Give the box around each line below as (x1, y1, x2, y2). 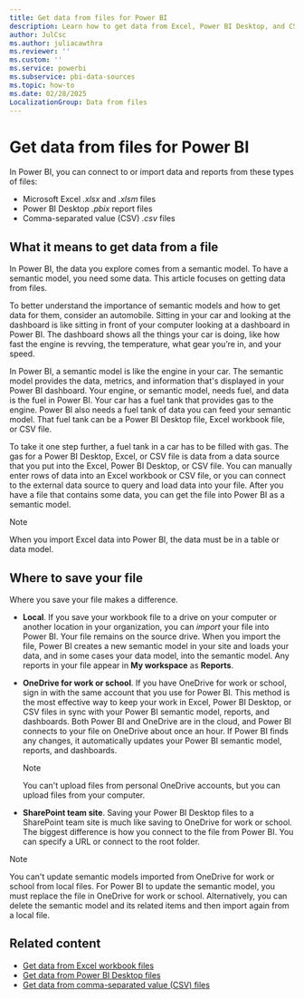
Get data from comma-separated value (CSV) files (22, 979, 211, 990)
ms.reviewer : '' (9, 47, 71, 56)
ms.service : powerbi (9, 64, 88, 73)
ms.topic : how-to (9, 81, 75, 90)
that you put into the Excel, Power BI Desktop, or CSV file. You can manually (9, 461, 292, 471)
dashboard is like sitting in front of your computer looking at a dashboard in (9, 319, 290, 331)
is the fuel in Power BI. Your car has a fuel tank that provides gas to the (9, 395, 274, 406)
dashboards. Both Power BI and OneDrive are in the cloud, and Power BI (22, 715, 292, 726)
